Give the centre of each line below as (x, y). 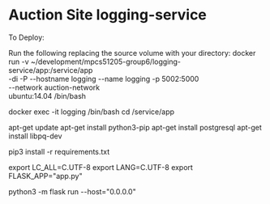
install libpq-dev (35, 136)
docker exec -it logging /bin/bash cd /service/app (92, 112)
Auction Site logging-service (107, 15)
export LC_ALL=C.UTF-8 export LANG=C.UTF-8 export (101, 167)
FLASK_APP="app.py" (45, 176)
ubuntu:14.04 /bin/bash (47, 96)
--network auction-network (54, 87)
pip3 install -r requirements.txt (59, 151)
